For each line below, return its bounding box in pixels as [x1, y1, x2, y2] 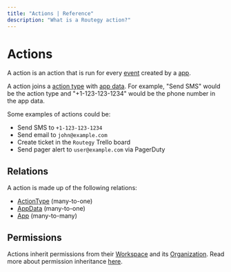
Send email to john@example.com [17, 131, 108, 139]
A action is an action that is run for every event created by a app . [7, 69, 191, 77]
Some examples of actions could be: [7, 110, 111, 118]
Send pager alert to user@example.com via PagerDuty [17, 145, 165, 154]
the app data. [7, 97, 45, 105]
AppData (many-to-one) [17, 205, 86, 213]
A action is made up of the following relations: [7, 184, 138, 192]
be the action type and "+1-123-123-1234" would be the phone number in [7, 90, 216, 98]
